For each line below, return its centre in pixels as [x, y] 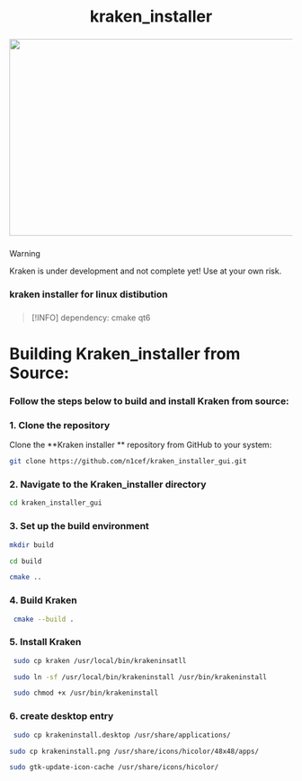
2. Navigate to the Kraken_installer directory [108, 485]
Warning [25, 254]
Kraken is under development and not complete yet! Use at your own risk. [146, 271]
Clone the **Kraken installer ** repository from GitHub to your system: [141, 445]
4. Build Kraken [44, 600]
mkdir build [31, 545]
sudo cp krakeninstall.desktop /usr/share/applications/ [122, 735]
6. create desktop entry [62, 716]
